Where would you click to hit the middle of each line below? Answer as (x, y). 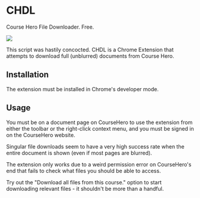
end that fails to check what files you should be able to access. (84, 171)
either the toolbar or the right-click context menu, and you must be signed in (100, 128)
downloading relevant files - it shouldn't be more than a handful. (85, 188)
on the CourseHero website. (41, 135)
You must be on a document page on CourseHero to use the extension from (99, 122)
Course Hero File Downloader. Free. (50, 27)
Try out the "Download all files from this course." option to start (84, 182)
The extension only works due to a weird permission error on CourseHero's (99, 164)
